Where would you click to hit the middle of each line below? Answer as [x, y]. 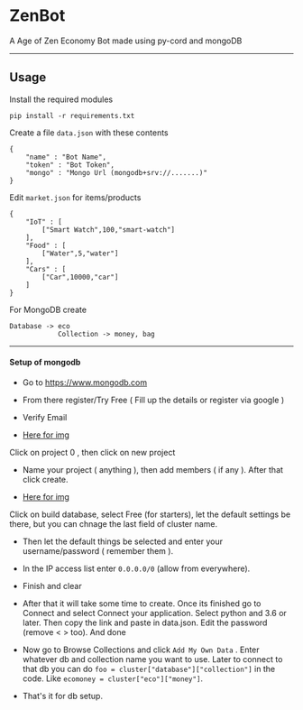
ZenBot [37, 16]
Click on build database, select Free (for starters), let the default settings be [150, 514]
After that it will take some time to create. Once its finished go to [142, 603]
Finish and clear [52, 586]
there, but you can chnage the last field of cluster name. [114, 523]
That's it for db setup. [63, 696]
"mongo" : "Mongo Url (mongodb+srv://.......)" [116, 172]
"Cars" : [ [46, 269]
